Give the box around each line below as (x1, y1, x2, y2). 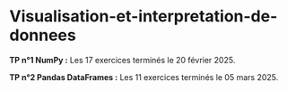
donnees (9, 25, 76, 45)
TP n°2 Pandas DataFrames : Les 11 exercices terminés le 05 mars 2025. (9, 71, 279, 82)
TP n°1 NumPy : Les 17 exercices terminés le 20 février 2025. (9, 54, 236, 65)
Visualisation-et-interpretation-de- (9, 6, 278, 27)
